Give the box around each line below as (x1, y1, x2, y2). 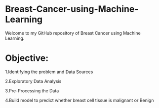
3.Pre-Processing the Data (5, 87, 59, 94)
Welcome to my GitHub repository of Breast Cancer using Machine (5, 30, 141, 36)
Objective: (5, 53, 49, 64)
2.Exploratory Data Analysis (5, 78, 62, 84)
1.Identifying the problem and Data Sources (5, 69, 93, 75)
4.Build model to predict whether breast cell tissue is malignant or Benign (5, 97, 154, 103)
